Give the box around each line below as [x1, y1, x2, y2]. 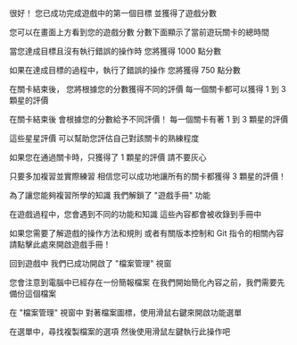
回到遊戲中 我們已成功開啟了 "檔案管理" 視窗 [9, 258, 172, 268]
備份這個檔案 [9, 289, 56, 299]
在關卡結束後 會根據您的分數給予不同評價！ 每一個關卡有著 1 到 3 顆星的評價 [9, 114, 288, 124]
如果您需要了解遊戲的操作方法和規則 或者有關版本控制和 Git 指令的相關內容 [9, 228, 285, 239]
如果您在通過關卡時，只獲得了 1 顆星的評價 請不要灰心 [9, 152, 207, 163]
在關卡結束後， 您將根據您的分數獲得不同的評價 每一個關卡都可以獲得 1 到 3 [9, 84, 287, 94]
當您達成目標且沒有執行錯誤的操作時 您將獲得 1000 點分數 [9, 46, 222, 56]
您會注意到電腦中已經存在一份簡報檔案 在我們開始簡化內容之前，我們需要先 [9, 277, 285, 288]
